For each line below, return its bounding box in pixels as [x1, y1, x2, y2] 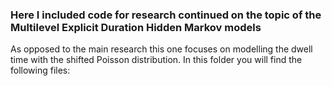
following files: [10, 64, 71, 77]
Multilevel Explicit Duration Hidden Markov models [10, 20, 262, 34]
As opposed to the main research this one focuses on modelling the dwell [10, 43, 313, 55]
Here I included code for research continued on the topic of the [10, 8, 322, 22]
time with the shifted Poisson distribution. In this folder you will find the [10, 54, 303, 66]
